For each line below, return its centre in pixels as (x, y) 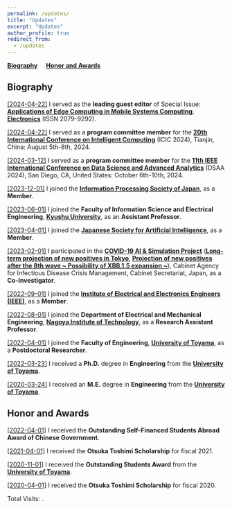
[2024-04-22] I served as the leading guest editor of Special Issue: (104, 104)
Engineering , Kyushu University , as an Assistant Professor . (95, 216)
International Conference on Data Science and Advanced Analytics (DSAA (116, 168)
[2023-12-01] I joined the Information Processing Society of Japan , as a (111, 189)
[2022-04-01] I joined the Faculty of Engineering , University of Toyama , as (116, 342)
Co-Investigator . (32, 280)
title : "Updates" (32, 20)
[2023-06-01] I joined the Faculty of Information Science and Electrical (110, 209)
